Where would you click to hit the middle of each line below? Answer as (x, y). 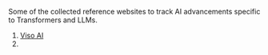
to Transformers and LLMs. (53, 20)
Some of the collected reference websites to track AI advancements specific (134, 12)
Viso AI (32, 35)
